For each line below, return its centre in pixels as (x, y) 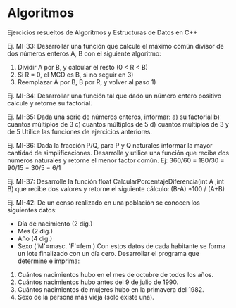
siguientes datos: (32, 210)
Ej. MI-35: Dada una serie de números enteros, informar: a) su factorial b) (114, 117)
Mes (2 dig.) (35, 231)
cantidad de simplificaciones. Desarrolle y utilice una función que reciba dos (118, 153)
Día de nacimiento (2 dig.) (55, 224)
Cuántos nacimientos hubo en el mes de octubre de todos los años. (115, 274)
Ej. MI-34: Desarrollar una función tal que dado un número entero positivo (114, 96)
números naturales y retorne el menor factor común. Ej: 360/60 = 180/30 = (116, 160)
